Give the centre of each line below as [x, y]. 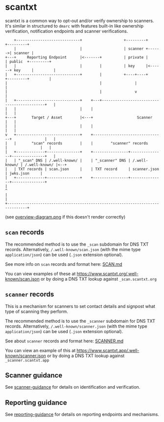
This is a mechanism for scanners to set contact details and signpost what [80, 306]
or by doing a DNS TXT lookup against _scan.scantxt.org [99, 279]
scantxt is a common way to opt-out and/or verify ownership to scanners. [80, 21]
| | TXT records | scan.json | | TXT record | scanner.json [82, 169]
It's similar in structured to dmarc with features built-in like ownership [74, 26]
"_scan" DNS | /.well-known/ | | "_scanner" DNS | [74, 160]
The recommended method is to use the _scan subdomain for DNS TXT [77, 244]
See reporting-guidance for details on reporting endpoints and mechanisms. [82, 415]
